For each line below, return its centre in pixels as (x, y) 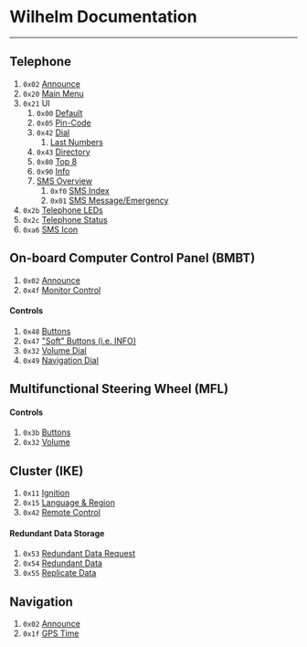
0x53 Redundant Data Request (79, 554)
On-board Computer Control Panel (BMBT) (132, 258)
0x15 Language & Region (69, 503)
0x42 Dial (53, 132)
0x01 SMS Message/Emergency (109, 200)
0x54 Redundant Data (63, 563)
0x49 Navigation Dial (60, 360)
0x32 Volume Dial (54, 350)
